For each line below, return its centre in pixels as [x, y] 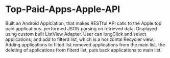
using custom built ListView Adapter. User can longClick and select [76, 34]
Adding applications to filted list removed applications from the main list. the [85, 44]
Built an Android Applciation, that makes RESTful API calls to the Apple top [83, 23]
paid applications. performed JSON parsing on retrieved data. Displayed [81, 28]
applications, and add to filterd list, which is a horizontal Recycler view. [80, 39]
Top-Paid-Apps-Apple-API [63, 9]
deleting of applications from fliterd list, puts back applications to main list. [83, 50]
